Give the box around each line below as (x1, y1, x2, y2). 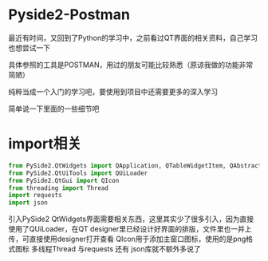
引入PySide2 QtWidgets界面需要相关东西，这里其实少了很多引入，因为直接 (8, 214, 254, 224)
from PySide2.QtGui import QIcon (8, 176, 120, 184)
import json (8, 199, 48, 207)
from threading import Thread (8, 184, 109, 192)
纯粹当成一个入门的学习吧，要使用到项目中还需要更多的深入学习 (8, 86, 218, 97)
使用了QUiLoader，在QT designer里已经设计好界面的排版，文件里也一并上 (8, 224, 252, 234)
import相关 (8, 135, 82, 153)
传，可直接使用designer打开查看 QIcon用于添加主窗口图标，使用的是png (8, 234, 246, 244)
